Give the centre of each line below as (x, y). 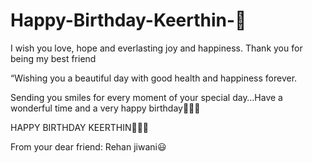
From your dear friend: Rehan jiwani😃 (88, 146)
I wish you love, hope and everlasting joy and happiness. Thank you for (156, 48)
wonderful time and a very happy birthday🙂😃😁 (105, 108)
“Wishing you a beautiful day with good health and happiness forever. (154, 78)
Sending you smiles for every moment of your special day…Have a (146, 97)
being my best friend (53, 58)
